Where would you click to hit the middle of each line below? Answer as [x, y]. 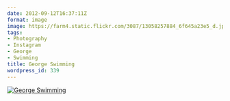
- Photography [27, 39]
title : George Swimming [41, 64]
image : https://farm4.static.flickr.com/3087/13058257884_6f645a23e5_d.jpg [117, 26]
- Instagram [24, 45]
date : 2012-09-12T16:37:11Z [47, 13]
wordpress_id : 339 [33, 70]
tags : [15, 32]
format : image [27, 20]
